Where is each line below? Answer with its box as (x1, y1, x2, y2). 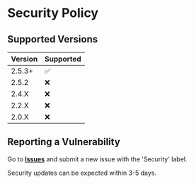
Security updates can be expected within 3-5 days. (7, 168, 157, 177)
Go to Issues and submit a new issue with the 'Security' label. (7, 154, 188, 163)
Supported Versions (7, 33, 98, 45)
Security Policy (7, 5, 99, 21)
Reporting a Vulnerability (7, 136, 120, 148)
